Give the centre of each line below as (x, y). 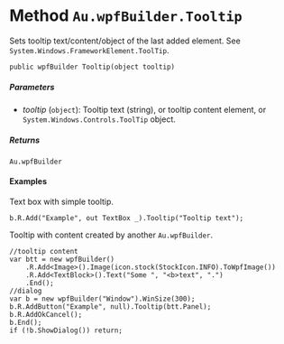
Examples (28, 181)
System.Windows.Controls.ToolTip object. (99, 119)
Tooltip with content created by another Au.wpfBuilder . (111, 235)
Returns (25, 140)
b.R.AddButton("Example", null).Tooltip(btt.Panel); (110, 307)
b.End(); (26, 323)
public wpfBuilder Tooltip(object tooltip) (92, 67)
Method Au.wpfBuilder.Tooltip (126, 16)
